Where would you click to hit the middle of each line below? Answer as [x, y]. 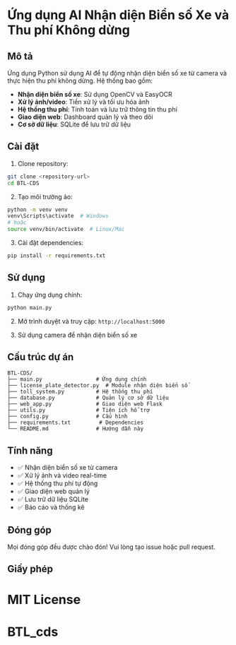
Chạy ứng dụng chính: [50, 295]
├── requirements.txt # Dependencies [75, 423]
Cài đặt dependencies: [50, 243]
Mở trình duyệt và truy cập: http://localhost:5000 [91, 321]
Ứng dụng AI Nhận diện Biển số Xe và [118, 15]
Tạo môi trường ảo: [45, 196]
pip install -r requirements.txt [57, 256]
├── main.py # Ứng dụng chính [77, 379]
